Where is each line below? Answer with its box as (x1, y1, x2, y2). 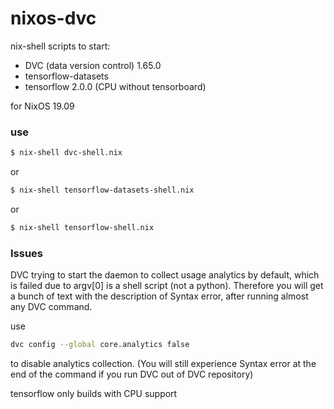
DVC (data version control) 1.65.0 (24, 59, 162, 71)
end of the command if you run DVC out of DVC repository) (10, 368, 254, 381)
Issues (10, 246, 44, 260)
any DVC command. (10, 301, 93, 313)
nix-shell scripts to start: (10, 40, 111, 52)
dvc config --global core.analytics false (10, 340, 190, 350)
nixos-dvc (10, 7, 97, 30)
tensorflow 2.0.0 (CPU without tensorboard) (24, 80, 207, 92)
